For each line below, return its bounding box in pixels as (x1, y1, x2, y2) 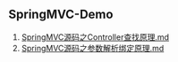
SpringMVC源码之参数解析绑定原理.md (21, 43, 165, 53)
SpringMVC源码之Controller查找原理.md (21, 31, 170, 43)
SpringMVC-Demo (8, 7, 114, 22)
